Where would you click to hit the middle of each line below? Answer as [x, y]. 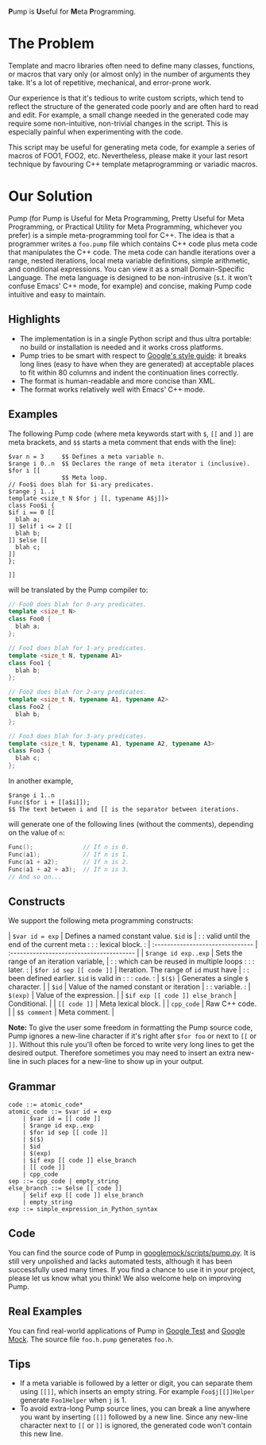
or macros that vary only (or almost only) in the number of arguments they [129, 74]
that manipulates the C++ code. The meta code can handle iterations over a [132, 252]
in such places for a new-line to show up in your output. [113, 1061]
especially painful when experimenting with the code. [96, 131]
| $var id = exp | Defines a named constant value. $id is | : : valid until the [129, 936]
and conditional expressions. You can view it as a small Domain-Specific [126, 269]
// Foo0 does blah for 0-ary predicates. [78, 604]
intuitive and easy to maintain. [57, 294]
